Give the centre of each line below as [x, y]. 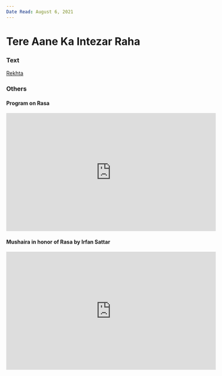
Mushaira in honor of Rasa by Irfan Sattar [58, 242]
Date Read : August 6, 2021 [40, 12]
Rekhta [15, 73]
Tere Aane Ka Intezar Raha [73, 41]
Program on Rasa [28, 103]
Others [16, 89]
